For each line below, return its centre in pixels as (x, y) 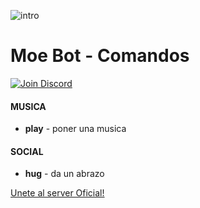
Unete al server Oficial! (57, 193)
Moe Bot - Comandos (100, 56)
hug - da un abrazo (64, 174)
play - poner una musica (75, 129)
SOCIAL (27, 151)
